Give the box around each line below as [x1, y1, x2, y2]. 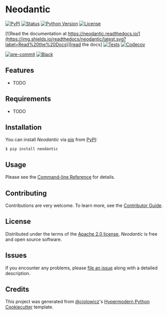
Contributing [5, 188, 47, 198]
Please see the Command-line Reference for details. [5, 174, 115, 180]
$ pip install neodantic [5, 146, 58, 152]
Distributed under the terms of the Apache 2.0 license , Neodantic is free [5, 230, 157, 237]
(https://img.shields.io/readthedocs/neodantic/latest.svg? [5, 36, 126, 42]
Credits [5, 285, 30, 294]
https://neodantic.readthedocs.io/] [68, 30, 140, 36]
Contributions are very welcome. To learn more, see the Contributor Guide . [5, 202, 163, 208]
